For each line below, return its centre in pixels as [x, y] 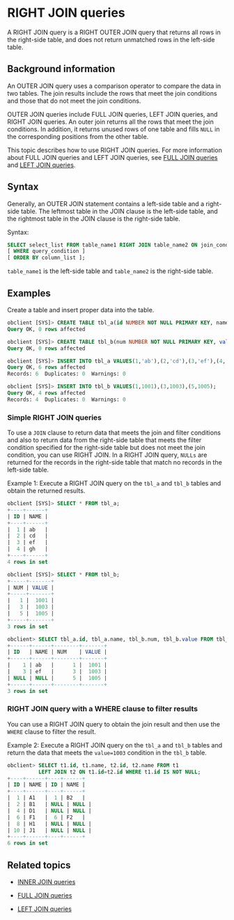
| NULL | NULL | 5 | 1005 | [57, 678]
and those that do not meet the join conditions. [74, 101]
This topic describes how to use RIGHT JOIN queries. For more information [115, 150]
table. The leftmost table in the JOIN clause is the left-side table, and [119, 211]
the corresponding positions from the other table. [78, 136]
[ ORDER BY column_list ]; [46, 258]
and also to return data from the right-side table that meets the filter [104, 440]
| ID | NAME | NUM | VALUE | [57, 652]
